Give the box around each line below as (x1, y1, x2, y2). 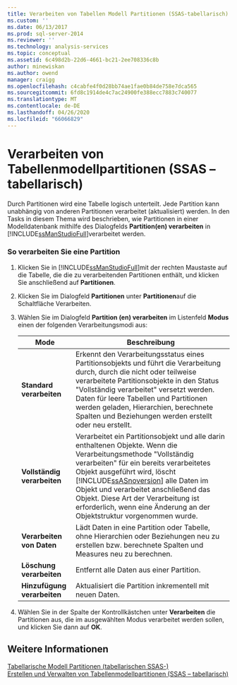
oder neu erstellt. (75, 420, 132, 430)
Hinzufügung (20, 580, 67, 590)
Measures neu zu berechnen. (75, 549, 173, 558)
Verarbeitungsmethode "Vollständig (75, 449, 194, 459)
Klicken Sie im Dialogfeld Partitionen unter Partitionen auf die (17, 291, 197, 300)
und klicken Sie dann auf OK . (17, 623, 102, 631)
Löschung (20, 560, 56, 570)
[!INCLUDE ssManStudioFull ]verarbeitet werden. (7, 229, 146, 238)
